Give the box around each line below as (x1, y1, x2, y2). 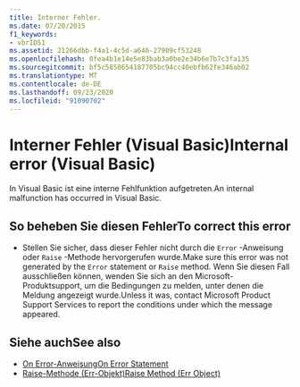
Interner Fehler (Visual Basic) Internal (9, 135, 288, 155)
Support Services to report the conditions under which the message (21, 299, 273, 310)
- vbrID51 (9, 38, 46, 47)
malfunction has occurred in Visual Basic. (9, 193, 162, 204)
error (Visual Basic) (9, 154, 156, 174)
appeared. (21, 309, 61, 320)
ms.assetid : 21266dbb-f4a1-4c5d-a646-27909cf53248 (9, 46, 202, 55)
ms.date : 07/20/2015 (9, 21, 87, 30)
